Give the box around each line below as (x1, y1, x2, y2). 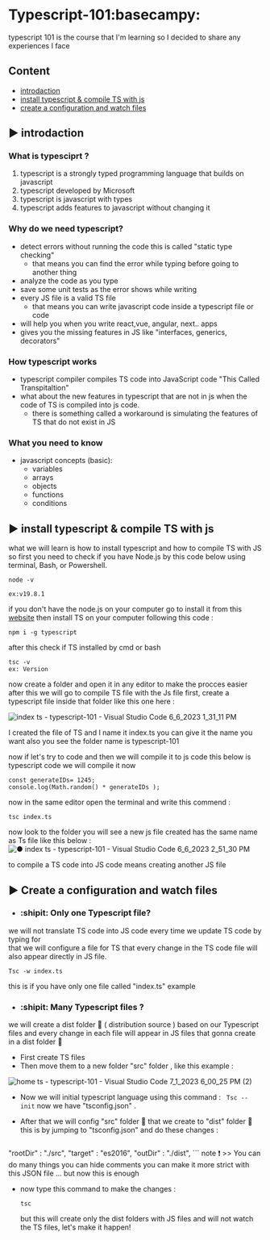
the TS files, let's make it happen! (19, 1222, 131, 1232)
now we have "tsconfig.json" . (36, 1101, 137, 1111)
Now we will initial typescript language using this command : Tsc (19, 1092, 238, 1102)
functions (31, 490, 64, 499)
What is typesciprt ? (8, 151, 89, 162)
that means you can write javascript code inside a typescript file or (31, 301, 254, 311)
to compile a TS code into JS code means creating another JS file (8, 860, 226, 870)
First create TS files (19, 1053, 85, 1063)
